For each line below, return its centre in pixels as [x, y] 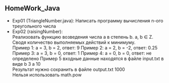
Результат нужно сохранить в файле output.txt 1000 [69, 69]
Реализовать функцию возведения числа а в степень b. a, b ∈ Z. [83, 37]
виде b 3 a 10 [26, 64]
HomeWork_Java [32, 8]
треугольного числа [34, 26]
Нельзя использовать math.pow [47, 75]
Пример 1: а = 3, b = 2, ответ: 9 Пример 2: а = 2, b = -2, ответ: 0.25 [85, 47]
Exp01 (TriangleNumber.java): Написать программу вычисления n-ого [88, 20]
